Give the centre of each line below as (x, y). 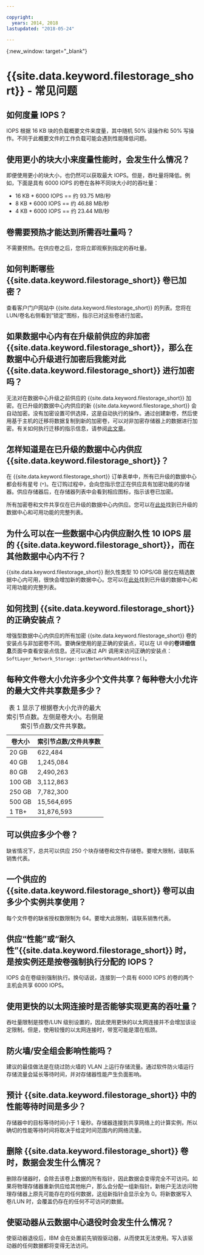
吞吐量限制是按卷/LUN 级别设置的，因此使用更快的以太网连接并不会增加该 (99, 1022)
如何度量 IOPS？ (37, 115)
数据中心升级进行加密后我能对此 (66, 359)
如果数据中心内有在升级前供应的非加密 (78, 337)
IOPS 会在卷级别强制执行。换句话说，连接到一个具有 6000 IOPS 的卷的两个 (100, 978)
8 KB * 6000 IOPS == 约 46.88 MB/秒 (62, 203)
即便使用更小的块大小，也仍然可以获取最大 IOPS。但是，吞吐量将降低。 (96, 175)
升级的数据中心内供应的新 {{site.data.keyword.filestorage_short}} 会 (112, 405)
